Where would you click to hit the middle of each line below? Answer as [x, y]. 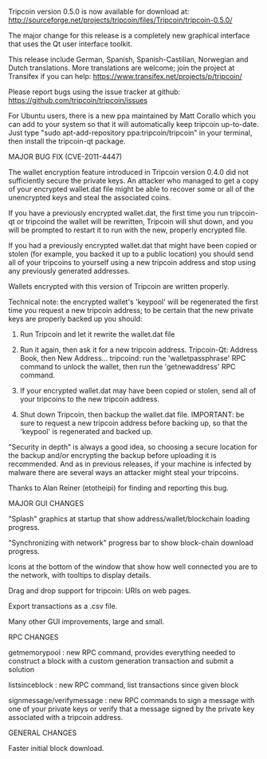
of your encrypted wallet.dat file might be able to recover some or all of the [132, 189]
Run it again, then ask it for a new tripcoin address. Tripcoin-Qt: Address [138, 350]
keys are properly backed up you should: [75, 319]
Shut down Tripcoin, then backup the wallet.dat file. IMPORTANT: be [132, 415]
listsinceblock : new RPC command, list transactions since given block [124, 685]
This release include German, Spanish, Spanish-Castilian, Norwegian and [128, 59]
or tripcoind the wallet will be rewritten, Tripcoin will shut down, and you [135, 221]
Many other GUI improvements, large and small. [86, 621]
